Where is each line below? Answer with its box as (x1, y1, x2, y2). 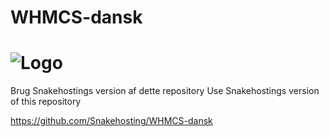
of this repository (10, 96, 82, 108)
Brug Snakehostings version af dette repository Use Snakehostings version (10, 85, 320, 97)
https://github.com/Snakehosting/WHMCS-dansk (10, 115, 213, 127)
